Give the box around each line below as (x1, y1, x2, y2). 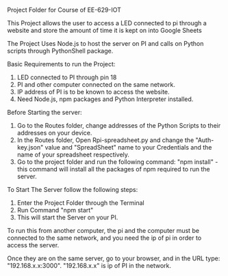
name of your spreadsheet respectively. (16, 150, 130, 158)
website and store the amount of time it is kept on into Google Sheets (7, 27, 202, 34)
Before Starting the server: (7, 109, 82, 116)
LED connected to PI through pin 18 (16, 73, 117, 81)
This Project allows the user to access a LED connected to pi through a (7, 19, 207, 27)
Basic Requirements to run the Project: (7, 60, 116, 68)
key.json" (16, 143, 44, 151)
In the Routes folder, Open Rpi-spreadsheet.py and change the (16, 136, 194, 144)
